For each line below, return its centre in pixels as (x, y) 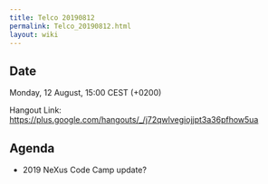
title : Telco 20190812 (52, 18)
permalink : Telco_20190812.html (70, 26)
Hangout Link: (35, 110)
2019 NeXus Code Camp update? (85, 170)
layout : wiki (34, 34)
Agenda (32, 148)
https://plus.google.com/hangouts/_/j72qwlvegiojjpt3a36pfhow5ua (134, 120)
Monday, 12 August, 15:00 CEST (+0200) (86, 93)
